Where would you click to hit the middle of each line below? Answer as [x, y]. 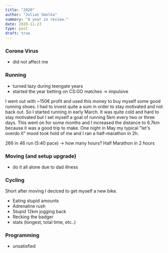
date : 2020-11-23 [23, 24]
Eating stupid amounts [36, 201]
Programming [22, 235]
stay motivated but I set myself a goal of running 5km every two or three [80, 117]
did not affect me [30, 62]
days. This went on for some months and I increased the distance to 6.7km [82, 122]
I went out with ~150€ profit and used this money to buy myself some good [83, 101]
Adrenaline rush [29, 206]
